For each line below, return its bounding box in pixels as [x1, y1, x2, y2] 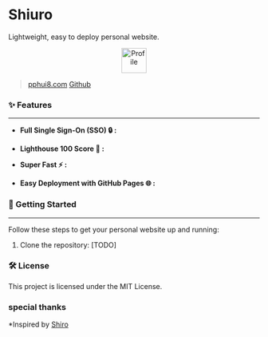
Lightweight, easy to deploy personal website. [8, 32, 160, 42]
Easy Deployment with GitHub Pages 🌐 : [19, 178, 156, 188]
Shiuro [8, 6, 53, 24]
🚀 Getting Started [8, 199, 77, 210]
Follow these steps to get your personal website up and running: [8, 224, 219, 234]
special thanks [8, 301, 66, 312]
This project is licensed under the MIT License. [8, 281, 163, 291]
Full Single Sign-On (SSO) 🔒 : [19, 125, 117, 135]
